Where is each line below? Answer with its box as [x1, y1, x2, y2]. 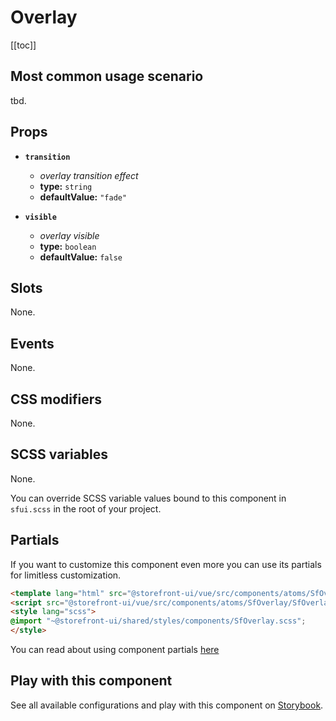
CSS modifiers [10, 391, 103, 408]
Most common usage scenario [10, 68, 204, 85]
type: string [39, 180, 93, 192]
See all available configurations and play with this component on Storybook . [10, 699, 324, 711]
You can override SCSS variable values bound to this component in [10, 492, 287, 504]
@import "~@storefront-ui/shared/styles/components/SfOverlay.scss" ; [10, 616, 307, 626]
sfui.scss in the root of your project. [10, 502, 162, 515]
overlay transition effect [39, 169, 139, 181]
